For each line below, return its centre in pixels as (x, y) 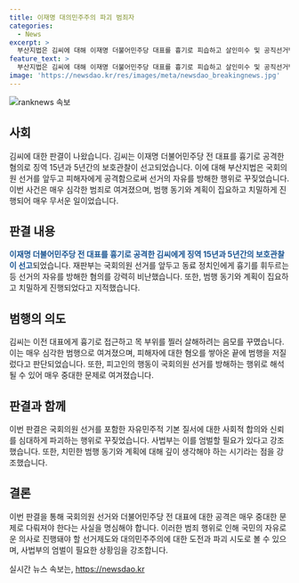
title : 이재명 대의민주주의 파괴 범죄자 (72, 17)
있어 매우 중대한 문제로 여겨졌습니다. (91, 375)
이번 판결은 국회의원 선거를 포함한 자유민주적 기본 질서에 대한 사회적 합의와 (139, 429)
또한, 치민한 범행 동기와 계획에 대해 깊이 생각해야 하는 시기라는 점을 (158, 452)
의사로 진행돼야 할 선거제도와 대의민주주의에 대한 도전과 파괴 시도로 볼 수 (144, 538)
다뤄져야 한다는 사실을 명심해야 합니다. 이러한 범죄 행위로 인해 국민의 (144, 528)
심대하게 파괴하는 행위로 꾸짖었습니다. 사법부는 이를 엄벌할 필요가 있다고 (143, 440)
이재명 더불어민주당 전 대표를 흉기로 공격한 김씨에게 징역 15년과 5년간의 (132, 254)
